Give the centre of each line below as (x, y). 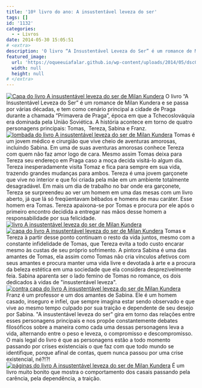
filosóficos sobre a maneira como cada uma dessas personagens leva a (95, 327)
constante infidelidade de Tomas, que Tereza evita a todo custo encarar (95, 244)
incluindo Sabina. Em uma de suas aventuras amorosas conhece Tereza (95, 148)
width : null (27, 68)
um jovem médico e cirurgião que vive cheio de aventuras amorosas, (92, 141)
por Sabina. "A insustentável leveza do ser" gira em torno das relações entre (101, 314)
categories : (21, 29)
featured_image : (26, 57)
